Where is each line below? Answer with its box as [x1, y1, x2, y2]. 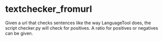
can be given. [5, 30, 33, 36]
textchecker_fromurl [5, 3, 92, 15]
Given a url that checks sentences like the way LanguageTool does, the [5, 20, 151, 26]
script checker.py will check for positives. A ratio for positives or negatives [5, 25, 159, 31]
